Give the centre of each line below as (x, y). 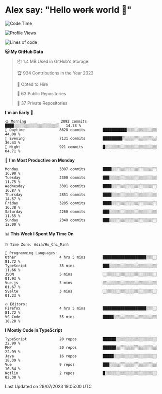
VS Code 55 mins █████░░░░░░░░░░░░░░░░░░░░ (81, 317)
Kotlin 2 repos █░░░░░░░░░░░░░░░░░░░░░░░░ (81, 373)
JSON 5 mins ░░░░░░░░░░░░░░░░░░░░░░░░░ (81, 274)
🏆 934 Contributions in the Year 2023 (55, 73)
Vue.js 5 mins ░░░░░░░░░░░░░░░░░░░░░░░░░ (81, 283)
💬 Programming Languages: (31, 253)
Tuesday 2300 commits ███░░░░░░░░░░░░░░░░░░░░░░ (81, 178)
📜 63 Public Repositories (41, 93)
